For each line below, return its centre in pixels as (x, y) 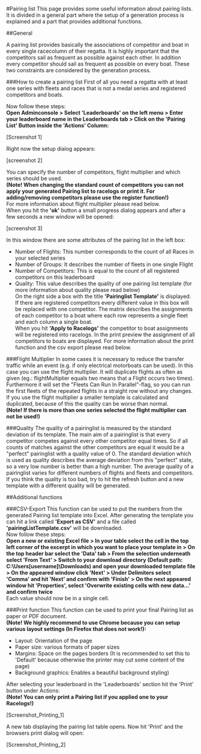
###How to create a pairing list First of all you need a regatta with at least (97, 82)
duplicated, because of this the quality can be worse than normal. (87, 404)
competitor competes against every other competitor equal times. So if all (97, 441)
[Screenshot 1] (24, 137)
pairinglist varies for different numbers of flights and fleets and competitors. (100, 473)
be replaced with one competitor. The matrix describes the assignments (104, 309)
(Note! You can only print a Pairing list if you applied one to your (87, 697)
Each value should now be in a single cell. (58, 598)
